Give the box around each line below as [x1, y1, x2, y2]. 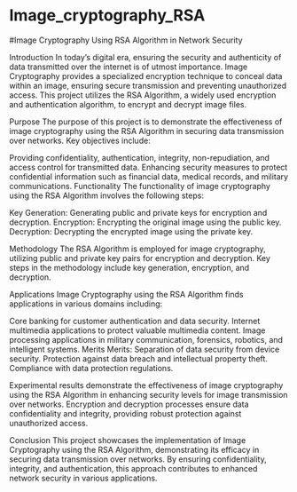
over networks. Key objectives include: [9, 135, 151, 146]
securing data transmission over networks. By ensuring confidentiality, [9, 454, 268, 464]
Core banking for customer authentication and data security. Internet [9, 315, 261, 326]
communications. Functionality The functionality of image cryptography [9, 180, 270, 191]
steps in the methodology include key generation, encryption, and [9, 262, 250, 273]
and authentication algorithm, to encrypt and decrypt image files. [9, 99, 246, 109]
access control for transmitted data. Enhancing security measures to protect [9, 162, 288, 172]
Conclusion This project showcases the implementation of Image [9, 434, 246, 445]
